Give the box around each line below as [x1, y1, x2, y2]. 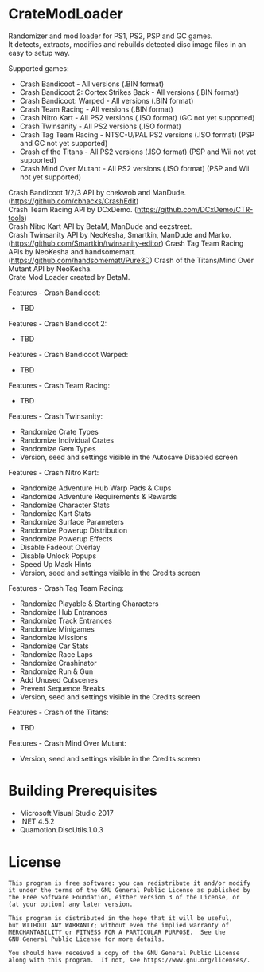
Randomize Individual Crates [19, 435, 114, 445]
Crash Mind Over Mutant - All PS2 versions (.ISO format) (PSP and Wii [19, 163, 250, 173]
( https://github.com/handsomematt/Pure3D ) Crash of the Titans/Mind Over [8, 255, 254, 265]
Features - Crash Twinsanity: [8, 411, 103, 421]
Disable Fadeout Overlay [19, 542, 101, 552]
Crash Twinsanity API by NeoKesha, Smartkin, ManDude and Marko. [8, 230, 232, 239]
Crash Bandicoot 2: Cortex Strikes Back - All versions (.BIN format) [19, 87, 239, 96]
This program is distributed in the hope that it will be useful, [8, 914, 233, 922]
